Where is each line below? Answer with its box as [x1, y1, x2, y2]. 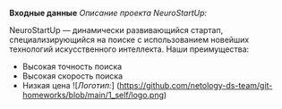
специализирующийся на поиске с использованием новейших [9, 35, 250, 45]
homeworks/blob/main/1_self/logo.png [21, 89, 164, 100]
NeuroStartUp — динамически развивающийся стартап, [9, 25, 224, 35]
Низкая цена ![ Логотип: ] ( [21, 80, 120, 90]
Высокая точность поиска [21, 62, 123, 71]
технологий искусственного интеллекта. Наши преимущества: [9, 44, 250, 54]
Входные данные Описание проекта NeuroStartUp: [9, 8, 208, 18]
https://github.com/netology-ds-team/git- [119, 80, 273, 90]
